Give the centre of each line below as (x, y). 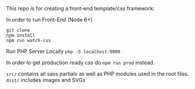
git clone (18, 30)
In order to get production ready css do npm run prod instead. (80, 63)
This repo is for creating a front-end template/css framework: (80, 8)
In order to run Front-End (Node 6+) (49, 19)
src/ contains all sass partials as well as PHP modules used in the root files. (97, 74)
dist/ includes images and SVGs (46, 80)
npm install (21, 35)
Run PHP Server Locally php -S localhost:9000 (63, 51)
